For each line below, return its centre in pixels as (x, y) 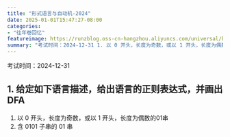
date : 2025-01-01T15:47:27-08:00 (55, 20)
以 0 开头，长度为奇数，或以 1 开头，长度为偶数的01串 (93, 118)
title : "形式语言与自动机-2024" (49, 13)
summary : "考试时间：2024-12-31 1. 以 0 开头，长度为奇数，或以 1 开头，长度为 (112, 45)
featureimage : (27, 39)
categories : (24, 26)
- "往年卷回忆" (26, 33)
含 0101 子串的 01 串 (45, 126)
